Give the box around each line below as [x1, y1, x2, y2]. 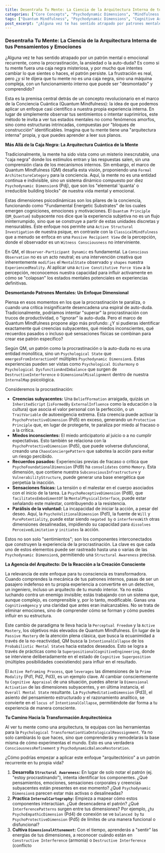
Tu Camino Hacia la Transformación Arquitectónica [5, 714, 112, 720]
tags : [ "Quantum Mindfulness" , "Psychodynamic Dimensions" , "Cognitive [5, 16, 155, 21]
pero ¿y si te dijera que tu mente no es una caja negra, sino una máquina [5, 75, 152, 81]
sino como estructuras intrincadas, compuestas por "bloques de [5, 122, 136, 127]
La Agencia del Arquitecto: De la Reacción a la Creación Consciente [5, 561, 146, 567]
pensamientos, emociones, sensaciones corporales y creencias [12, 780, 141, 786]
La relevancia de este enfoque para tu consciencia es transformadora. [5, 570, 147, 576]
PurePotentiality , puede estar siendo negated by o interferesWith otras [12, 516, 160, 522]
